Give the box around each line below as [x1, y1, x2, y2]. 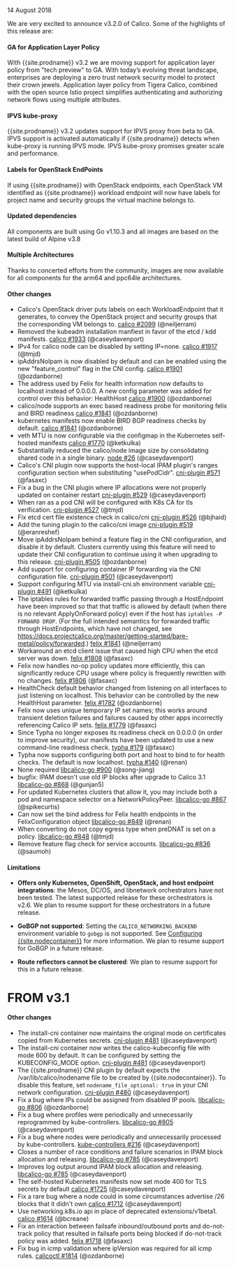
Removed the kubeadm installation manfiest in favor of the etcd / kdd [17, 328, 217, 336]
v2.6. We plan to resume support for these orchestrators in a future [17, 901, 211, 909]
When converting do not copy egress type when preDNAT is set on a [17, 825, 216, 834]
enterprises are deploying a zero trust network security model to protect [7, 73, 215, 82]
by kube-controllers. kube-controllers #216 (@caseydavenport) [17, 1140, 200, 1148]
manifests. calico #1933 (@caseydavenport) [17, 335, 145, 343]
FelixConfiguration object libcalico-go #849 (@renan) [17, 818, 172, 826]
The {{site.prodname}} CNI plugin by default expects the [17, 1066, 180, 1074]
